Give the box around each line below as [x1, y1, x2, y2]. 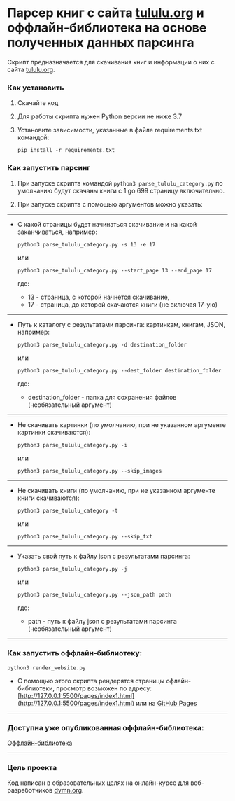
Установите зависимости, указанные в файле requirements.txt [17, 126, 203, 134]
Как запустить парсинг [7, 163, 91, 173]
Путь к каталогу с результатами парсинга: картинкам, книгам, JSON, [17, 320, 226, 328]
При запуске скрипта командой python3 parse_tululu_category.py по [17, 179, 223, 187]
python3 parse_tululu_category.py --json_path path [17, 591, 171, 598]
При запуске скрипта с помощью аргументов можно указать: [17, 200, 203, 208]
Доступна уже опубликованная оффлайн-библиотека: [7, 723, 204, 732]
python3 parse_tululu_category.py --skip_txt [17, 533, 152, 540]
